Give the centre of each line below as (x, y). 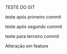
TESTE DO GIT (20, 7)
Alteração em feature (27, 46)
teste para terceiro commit (32, 36)
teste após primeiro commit (33, 17)
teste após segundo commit (34, 26)
